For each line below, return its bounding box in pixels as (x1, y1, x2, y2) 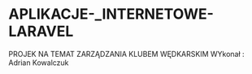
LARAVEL (8, 22, 74, 41)
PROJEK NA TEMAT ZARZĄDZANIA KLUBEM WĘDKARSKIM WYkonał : (8, 49, 245, 59)
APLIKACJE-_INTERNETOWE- (8, 5, 214, 24)
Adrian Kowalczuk (8, 58, 69, 67)
